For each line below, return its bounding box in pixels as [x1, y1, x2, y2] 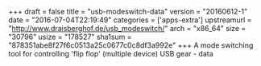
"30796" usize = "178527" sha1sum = [8, 32, 132, 41]
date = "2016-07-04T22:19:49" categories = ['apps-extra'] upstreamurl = [8, 15, 252, 25]
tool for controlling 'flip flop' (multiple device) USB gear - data [8, 49, 213, 58]
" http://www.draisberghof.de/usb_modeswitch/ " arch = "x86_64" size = [8, 24, 246, 33]
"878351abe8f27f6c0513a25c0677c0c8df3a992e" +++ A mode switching [8, 41, 254, 50]
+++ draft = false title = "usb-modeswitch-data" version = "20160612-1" [8, 7, 248, 16]
